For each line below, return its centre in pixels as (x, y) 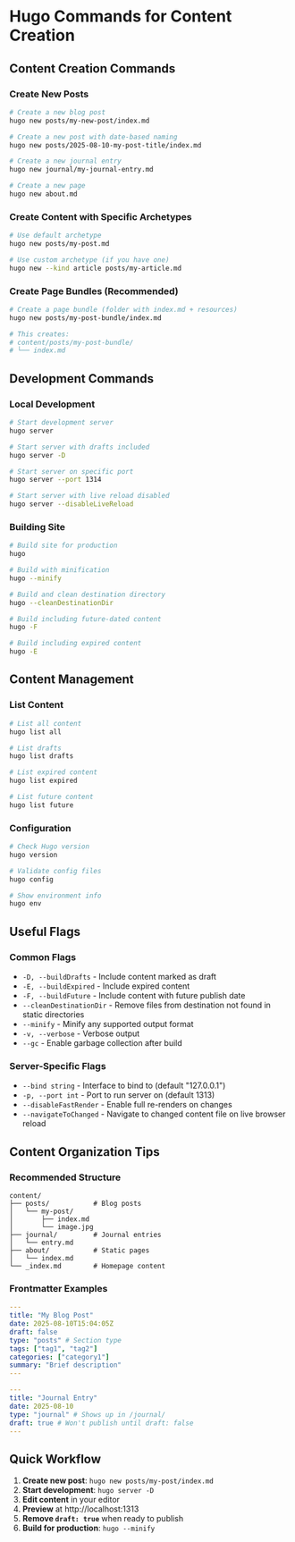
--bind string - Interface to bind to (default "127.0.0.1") (124, 1086)
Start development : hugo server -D (88, 1490)
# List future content (51, 797)
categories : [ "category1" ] (59, 1357)
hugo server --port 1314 (55, 480)
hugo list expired (43, 781)
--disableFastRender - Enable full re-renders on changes (127, 1105)
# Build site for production (63, 546)
